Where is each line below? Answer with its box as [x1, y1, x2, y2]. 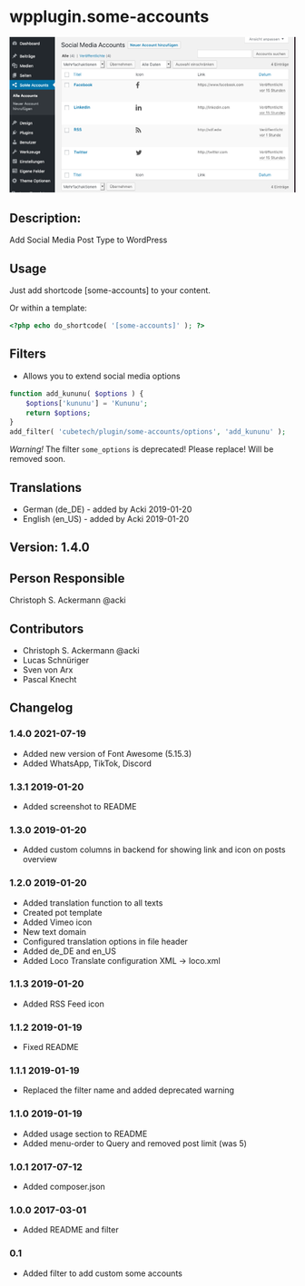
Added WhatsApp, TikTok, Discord [22, 758, 152, 769]
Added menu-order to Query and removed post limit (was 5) [22, 1137, 248, 1149]
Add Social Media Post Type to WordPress [9, 234, 168, 246]
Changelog [9, 701, 74, 716]
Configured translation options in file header [22, 936, 189, 947]
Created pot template [22, 907, 103, 918]
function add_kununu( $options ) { [9, 388, 144, 398]
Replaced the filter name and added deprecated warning [22, 1085, 234, 1095]
